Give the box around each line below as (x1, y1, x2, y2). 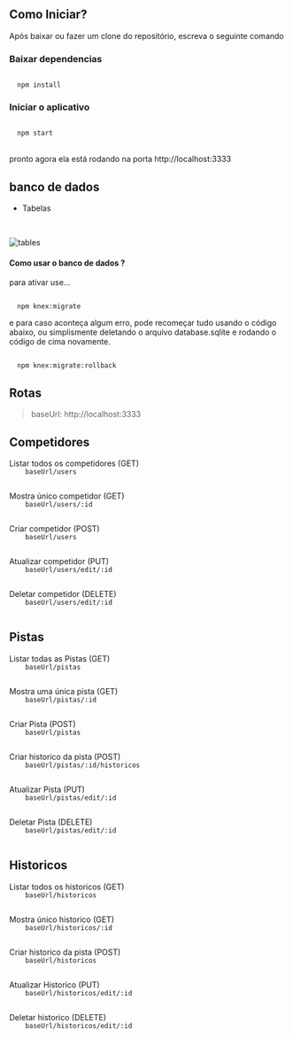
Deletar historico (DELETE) (9, 1011, 107, 1022)
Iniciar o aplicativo (9, 101, 90, 113)
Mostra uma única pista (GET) (9, 686, 119, 696)
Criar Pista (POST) (9, 718, 77, 729)
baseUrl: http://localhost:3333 (30, 409, 142, 420)
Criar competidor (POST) (9, 523, 100, 534)
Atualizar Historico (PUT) (9, 979, 100, 990)
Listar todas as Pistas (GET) (9, 653, 111, 663)
